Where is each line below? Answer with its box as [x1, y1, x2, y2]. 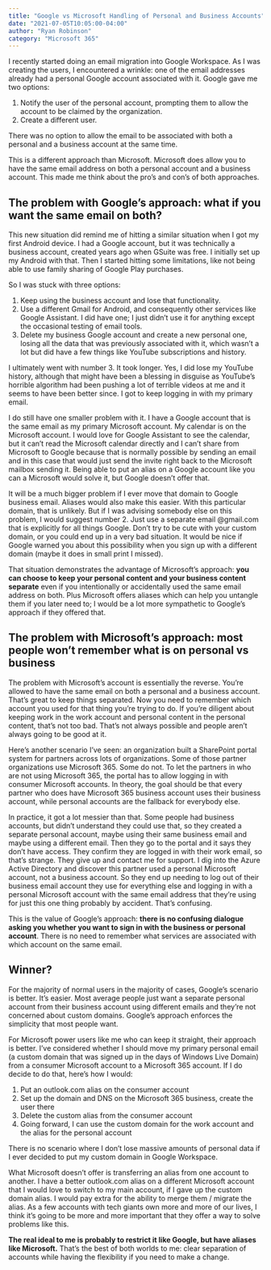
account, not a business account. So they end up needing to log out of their [8, 872, 260, 882]
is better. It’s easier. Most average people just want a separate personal [8, 993, 245, 1003]
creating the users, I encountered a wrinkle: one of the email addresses [8, 66, 246, 75]
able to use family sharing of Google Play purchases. [8, 265, 184, 274]
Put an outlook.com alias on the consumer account [19, 1085, 190, 1094]
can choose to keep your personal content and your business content [8, 574, 246, 583]
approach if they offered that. [8, 607, 106, 617]
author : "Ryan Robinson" [8, 27, 92, 35]
